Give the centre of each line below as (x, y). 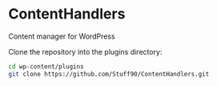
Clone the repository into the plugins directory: (85, 51)
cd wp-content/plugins (46, 66)
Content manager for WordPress (62, 36)
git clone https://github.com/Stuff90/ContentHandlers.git (109, 74)
